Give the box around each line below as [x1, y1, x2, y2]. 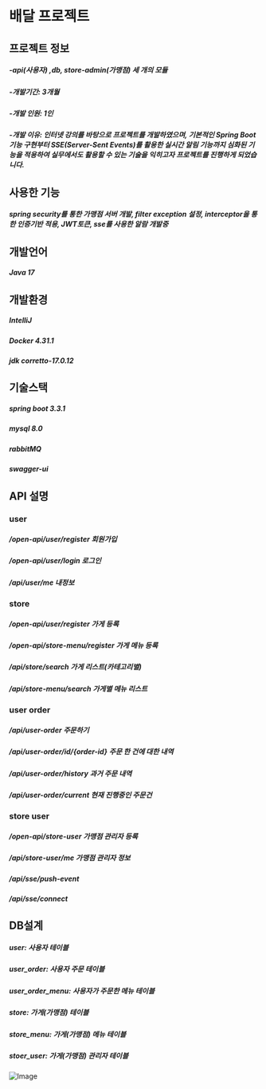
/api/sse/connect [9, 894, 68, 904]
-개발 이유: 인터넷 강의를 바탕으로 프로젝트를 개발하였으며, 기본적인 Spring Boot [9, 130, 256, 140]
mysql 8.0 [9, 424, 43, 433]
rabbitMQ [9, 444, 42, 453]
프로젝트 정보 [9, 41, 70, 55]
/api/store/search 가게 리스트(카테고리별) [9, 662, 142, 672]
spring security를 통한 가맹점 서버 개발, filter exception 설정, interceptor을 [9, 209, 249, 219]
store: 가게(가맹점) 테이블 [9, 1008, 89, 1017]
